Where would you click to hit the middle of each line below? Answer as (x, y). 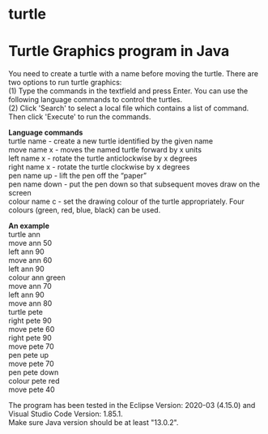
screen (20, 193)
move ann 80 (30, 303)
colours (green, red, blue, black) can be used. (85, 210)
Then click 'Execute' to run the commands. (80, 117)
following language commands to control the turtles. (96, 100)
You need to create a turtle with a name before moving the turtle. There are (134, 74)
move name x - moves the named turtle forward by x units (105, 150)
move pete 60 (32, 329)
